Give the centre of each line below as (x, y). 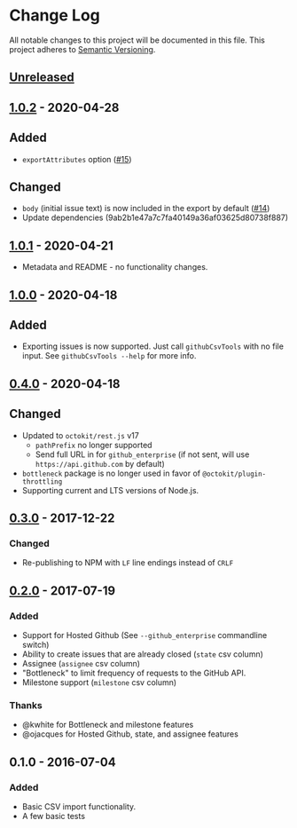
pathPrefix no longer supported (94, 445)
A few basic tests (54, 816)
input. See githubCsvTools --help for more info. (109, 356)
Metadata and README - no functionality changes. (115, 267)
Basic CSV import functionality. (79, 806)
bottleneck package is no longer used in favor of (111, 473)
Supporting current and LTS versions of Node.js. (110, 490)
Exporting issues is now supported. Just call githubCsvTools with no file (152, 346)
